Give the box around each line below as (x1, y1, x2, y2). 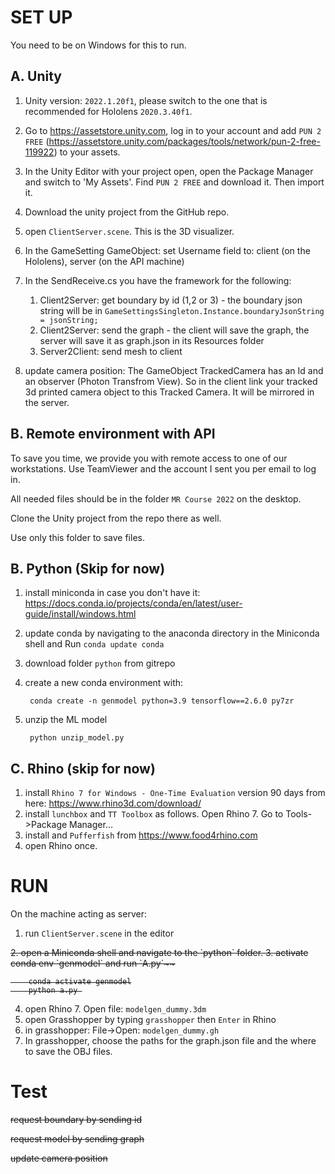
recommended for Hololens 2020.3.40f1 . (24, 105, 193, 117)
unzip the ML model (24, 714, 108, 726)
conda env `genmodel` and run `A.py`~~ (10, 957, 176, 970)
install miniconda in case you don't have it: (24, 587, 201, 599)
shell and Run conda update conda (24, 638, 165, 650)
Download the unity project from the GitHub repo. (24, 206, 230, 218)
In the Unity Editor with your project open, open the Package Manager (24, 165, 314, 177)
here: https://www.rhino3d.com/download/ (24, 797, 202, 810)
